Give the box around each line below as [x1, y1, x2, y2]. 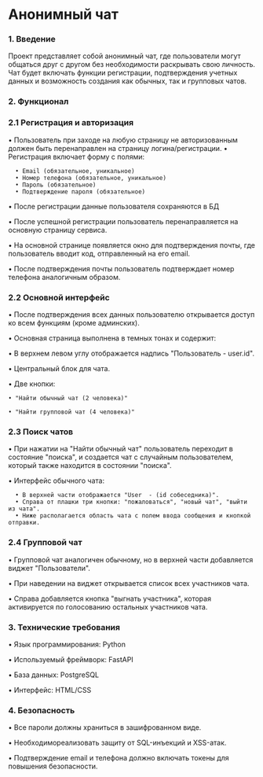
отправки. [8, 519, 41, 527]
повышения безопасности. [8, 761, 98, 771]
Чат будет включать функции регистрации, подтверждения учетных [8, 68, 238, 78]
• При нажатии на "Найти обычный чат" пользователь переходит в [8, 444, 234, 454]
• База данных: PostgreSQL [8, 670, 100, 679]
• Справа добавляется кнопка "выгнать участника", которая [8, 594, 212, 603]
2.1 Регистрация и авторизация [8, 117, 134, 128]
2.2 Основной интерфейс [8, 292, 110, 303]
